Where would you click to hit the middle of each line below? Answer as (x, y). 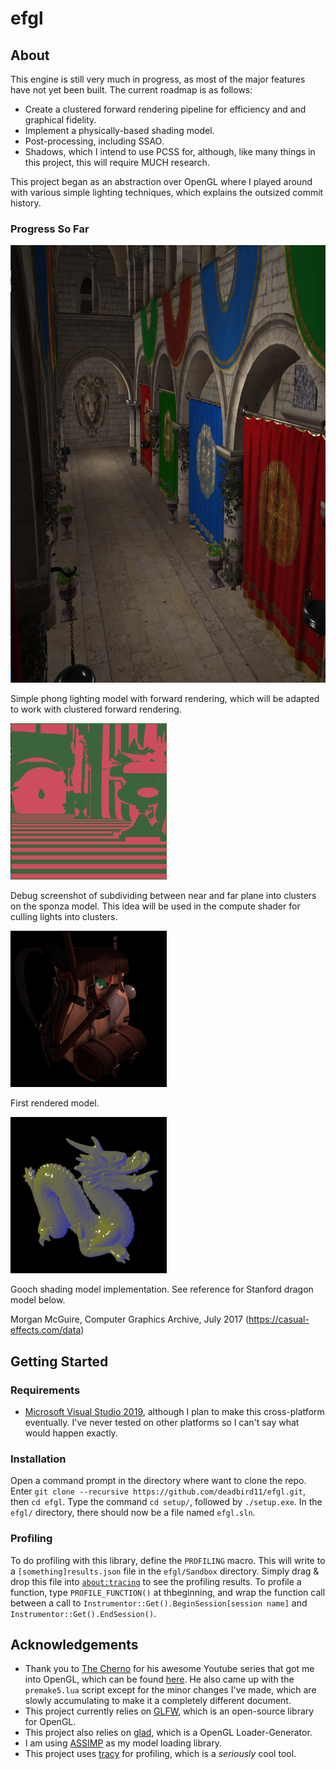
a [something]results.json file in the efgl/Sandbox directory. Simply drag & (165, 1571)
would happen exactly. (71, 1433)
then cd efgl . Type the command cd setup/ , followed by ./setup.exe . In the (166, 1502)
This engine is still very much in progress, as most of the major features (158, 79)
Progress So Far (50, 229)
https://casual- (279, 1319)
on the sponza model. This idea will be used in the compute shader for (155, 906)
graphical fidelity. (60, 120)
